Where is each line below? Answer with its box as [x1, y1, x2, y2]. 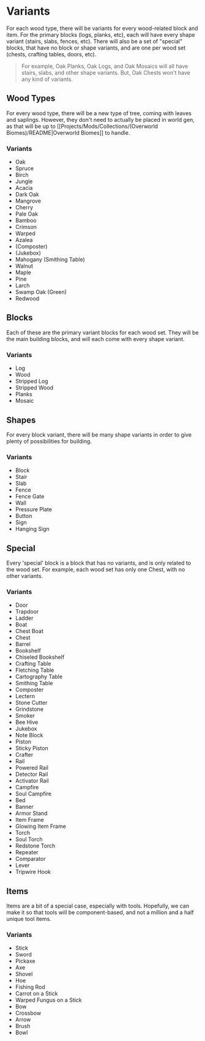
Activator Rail [15, 777, 49, 784]
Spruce [15, 165, 34, 172]
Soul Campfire [15, 790, 52, 797]
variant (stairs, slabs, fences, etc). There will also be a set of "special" [6, 37, 182, 45]
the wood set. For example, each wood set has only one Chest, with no [6, 566, 185, 573]
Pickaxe [15, 957, 35, 965]
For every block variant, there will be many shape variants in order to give [6, 430, 192, 438]
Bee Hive [15, 718, 39, 726]
